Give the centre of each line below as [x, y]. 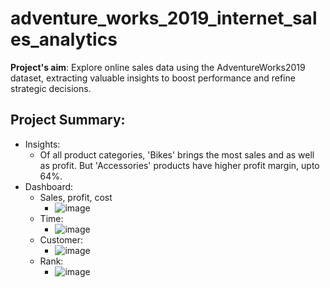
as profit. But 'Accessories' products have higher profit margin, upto [179, 165]
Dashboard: [49, 186]
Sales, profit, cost [76, 197]
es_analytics [64, 39]
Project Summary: [68, 120]
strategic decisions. [51, 88]
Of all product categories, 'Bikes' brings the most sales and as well [177, 154]
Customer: [61, 239]
